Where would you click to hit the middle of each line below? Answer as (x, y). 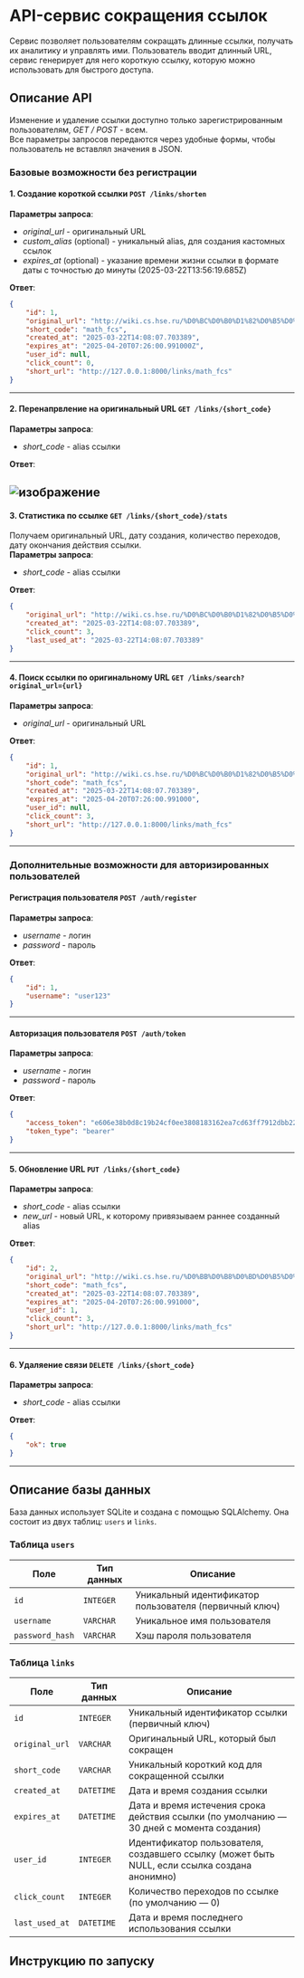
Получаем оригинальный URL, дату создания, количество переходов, (145, 536)
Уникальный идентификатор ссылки (208, 1713)
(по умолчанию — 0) (174, 1903)
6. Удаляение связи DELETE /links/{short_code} (102, 1364)
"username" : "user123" (68, 996)
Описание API (51, 98)
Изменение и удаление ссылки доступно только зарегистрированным (146, 119)
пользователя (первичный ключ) (208, 1606)
